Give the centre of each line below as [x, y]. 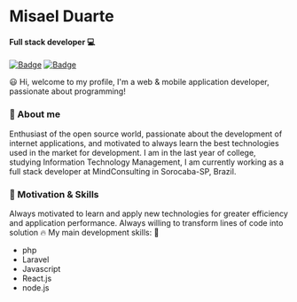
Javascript [41, 268]
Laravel [35, 259]
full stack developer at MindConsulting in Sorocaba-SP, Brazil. [123, 171]
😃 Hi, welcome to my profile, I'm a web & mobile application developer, [139, 82]
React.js [37, 278]
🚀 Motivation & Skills [54, 194]
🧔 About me [35, 114]
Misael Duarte [62, 16]
